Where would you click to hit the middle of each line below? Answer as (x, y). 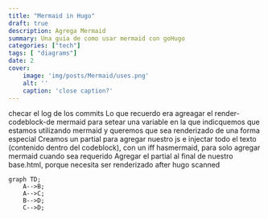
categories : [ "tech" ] (45, 46)
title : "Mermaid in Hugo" (52, 16)
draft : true (28, 23)
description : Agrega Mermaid (57, 31)
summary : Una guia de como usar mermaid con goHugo (97, 38)
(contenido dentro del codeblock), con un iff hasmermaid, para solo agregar (134, 148)
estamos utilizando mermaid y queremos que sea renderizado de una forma (134, 130)
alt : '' (35, 83)
